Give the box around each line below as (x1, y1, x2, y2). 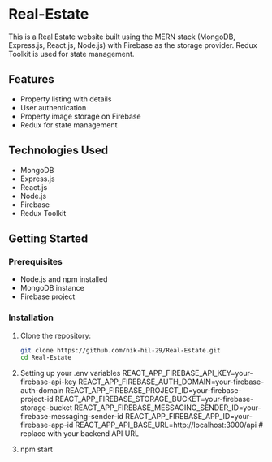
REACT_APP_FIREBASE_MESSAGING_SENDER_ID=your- (74, 403, 261, 412)
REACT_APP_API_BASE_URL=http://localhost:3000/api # (75, 420, 264, 430)
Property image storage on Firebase (19, 111, 141, 121)
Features (8, 72, 54, 86)
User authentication (19, 102, 87, 112)
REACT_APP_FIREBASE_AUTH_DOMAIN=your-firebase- (78, 377, 265, 386)
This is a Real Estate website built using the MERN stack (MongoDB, (8, 32, 235, 41)
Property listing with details (19, 94, 112, 104)
